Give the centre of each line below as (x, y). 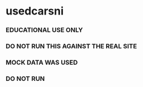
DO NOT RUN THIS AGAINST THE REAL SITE (71, 47)
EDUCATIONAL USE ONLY (44, 30)
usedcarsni (35, 11)
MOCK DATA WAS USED (42, 62)
